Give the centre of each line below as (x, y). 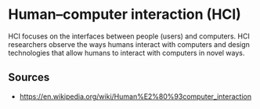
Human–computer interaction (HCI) (125, 15)
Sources (29, 77)
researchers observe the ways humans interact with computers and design (129, 44)
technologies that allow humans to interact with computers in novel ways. (126, 53)
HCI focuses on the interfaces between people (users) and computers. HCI (129, 36)
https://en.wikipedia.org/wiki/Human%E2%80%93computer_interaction (135, 96)
